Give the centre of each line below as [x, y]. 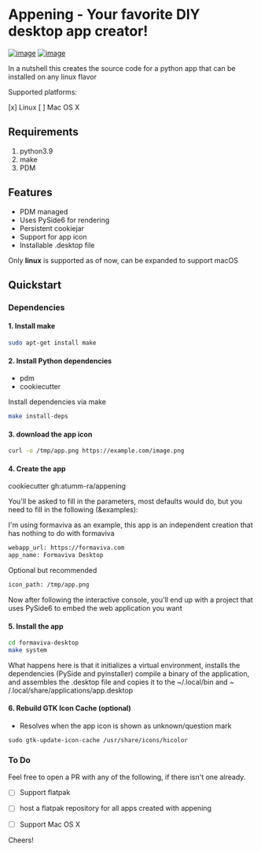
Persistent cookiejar [52, 228]
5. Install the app [36, 626]
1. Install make [32, 326]
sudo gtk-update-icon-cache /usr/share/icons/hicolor [98, 741]
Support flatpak [45, 793]
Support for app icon [53, 236]
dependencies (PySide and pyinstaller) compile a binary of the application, [129, 673]
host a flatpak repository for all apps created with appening [116, 808]
